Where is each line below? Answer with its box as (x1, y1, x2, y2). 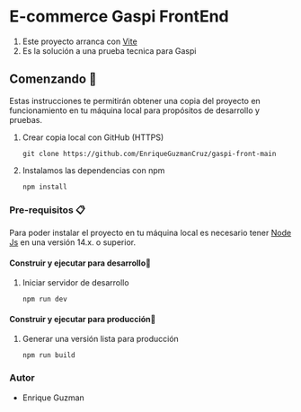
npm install (22, 182, 67, 191)
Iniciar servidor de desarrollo (22, 277, 129, 288)
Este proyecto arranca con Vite (22, 36, 137, 47)
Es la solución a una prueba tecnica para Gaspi (22, 45, 197, 56)
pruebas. (9, 114, 43, 125)
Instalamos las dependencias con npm (22, 164, 165, 176)
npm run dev (22, 294, 67, 304)
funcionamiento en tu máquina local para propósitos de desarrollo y (9, 105, 261, 116)
